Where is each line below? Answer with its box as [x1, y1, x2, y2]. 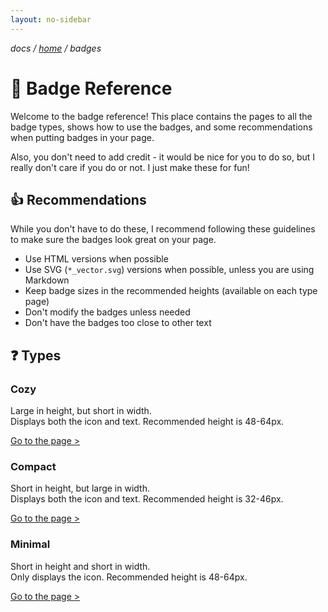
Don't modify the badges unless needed [24, 306, 191, 318]
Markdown [24, 274, 70, 286]
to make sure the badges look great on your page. [10, 234, 217, 246]
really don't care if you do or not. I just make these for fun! [10, 161, 250, 173]
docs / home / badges [10, 42, 102, 54]
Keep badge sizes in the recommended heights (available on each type [24, 285, 318, 297]
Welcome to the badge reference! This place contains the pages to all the [10, 110, 313, 122]
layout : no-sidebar [10, 14, 92, 25]
